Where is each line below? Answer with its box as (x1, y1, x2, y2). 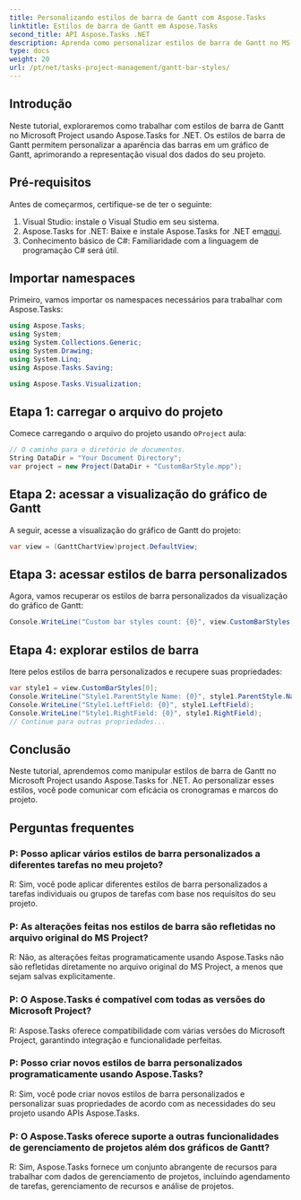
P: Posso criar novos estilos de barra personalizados (9, 1056, 244, 1069)
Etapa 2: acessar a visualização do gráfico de (9, 486, 268, 503)
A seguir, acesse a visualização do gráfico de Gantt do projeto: (9, 524, 242, 535)
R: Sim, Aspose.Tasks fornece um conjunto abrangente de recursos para (9, 1161, 278, 1172)
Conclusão (9, 741, 72, 757)
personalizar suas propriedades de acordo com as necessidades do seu (9, 1098, 276, 1108)
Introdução (9, 96, 73, 112)
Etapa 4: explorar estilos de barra (9, 643, 200, 658)
